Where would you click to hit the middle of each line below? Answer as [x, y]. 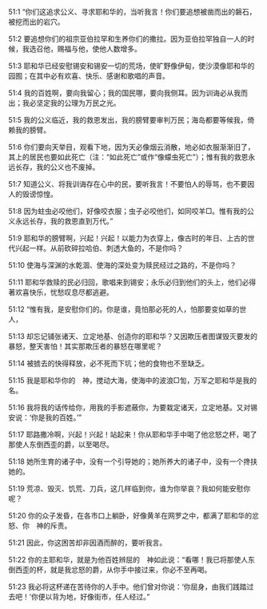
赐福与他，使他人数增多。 [99, 49]
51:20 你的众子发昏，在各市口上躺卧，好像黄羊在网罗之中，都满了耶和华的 [130, 516]
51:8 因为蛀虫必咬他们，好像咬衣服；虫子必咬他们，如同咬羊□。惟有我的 [128, 211]
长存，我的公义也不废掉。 [57, 167]
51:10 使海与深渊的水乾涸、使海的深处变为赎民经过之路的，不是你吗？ [123, 265]
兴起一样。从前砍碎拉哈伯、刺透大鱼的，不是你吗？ [99, 248]
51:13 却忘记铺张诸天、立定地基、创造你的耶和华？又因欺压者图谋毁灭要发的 [133, 336]
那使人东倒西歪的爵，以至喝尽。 [61, 444]
